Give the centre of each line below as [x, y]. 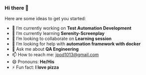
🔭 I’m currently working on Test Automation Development [72, 28]
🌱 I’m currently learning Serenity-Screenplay [58, 34]
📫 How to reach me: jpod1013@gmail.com [55, 55]
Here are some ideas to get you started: [45, 19]
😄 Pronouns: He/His [33, 62]
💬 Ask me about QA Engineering [45, 49]
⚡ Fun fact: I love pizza [35, 67]
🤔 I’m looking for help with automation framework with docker [76, 44]
